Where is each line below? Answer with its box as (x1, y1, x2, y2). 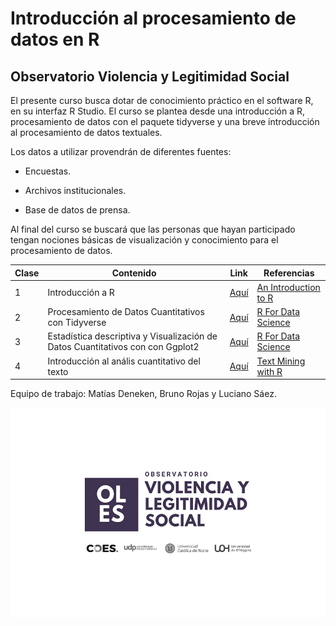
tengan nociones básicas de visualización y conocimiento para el (10, 234, 279, 246)
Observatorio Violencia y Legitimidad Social (10, 68, 290, 85)
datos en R (10, 28, 100, 51)
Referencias (263, 267, 315, 279)
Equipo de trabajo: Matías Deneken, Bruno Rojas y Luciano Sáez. (10, 388, 277, 399)
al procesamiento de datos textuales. (10, 127, 163, 138)
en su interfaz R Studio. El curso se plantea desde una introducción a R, (10, 105, 305, 117)
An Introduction (256, 281, 321, 293)
